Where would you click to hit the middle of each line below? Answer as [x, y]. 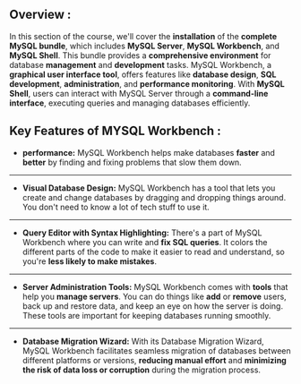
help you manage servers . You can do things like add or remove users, [154, 296]
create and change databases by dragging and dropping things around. [154, 197]
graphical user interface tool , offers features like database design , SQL [143, 74]
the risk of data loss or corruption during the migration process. [142, 370]
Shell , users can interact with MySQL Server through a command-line [139, 93]
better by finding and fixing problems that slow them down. [132, 162]
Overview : [40, 15]
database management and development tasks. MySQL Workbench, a [140, 64]
